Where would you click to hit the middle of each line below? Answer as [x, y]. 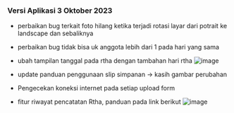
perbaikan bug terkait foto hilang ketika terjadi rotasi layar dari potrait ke [122, 26]
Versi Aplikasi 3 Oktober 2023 [60, 11]
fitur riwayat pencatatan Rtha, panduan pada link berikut [99, 102]
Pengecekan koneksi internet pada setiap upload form [96, 88]
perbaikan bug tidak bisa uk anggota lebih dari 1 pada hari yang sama [118, 47]
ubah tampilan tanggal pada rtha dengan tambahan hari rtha [105, 61]
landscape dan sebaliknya [55, 33]
